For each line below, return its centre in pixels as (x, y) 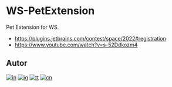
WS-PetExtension (50, 11)
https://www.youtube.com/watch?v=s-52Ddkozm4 (76, 45)
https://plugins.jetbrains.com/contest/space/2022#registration (90, 38)
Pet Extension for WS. (33, 27)
